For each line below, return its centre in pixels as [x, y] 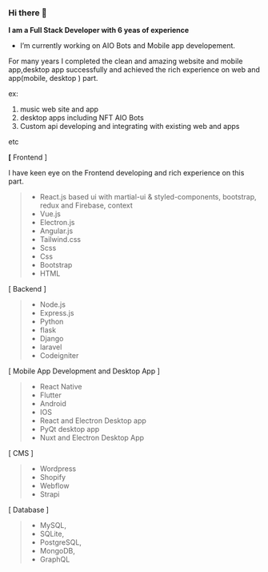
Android [53, 404]
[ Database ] [29, 510]
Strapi [50, 494]
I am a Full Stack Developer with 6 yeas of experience [99, 30]
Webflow [54, 486]
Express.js [57, 313]
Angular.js [56, 231]
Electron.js [57, 223]
